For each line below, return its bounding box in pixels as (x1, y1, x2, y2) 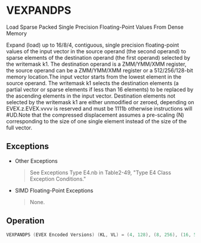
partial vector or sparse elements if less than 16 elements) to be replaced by (6, 86, 194, 93)
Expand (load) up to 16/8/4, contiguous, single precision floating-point (6, 41, 179, 48)
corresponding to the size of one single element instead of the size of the (6, 117, 187, 124)
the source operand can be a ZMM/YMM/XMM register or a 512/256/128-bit (6, 66, 193, 74)
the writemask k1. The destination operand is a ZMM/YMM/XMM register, (6, 60, 187, 68)
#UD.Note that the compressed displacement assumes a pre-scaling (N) (6, 111, 184, 119)
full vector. (6, 124, 33, 131)
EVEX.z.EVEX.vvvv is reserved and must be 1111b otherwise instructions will (6, 105, 193, 112)
